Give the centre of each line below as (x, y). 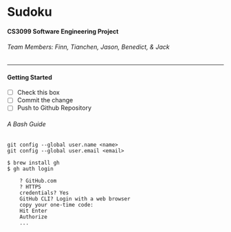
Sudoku (30, 12)
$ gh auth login (30, 169)
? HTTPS (30, 187)
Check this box (38, 93)
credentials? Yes (44, 193)
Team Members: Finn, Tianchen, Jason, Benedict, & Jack (88, 47)
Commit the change (45, 100)
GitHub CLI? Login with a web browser (75, 199)
